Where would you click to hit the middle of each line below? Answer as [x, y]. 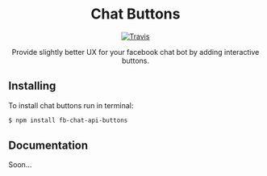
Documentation [48, 146]
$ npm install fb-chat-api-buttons [68, 120]
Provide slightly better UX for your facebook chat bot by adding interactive [136, 52]
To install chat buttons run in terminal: [71, 105]
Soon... [20, 165]
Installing [32, 86]
